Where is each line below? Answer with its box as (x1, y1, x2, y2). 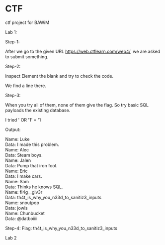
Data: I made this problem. (5, 141, 59, 147)
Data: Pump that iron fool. (5, 162, 58, 168)
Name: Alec (5, 146, 29, 152)
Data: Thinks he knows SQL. (5, 184, 63, 190)
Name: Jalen (5, 157, 31, 163)
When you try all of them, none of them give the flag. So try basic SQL (5, 102, 149, 108)
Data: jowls (5, 205, 28, 211)
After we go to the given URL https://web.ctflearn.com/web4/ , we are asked (5, 48, 161, 54)
